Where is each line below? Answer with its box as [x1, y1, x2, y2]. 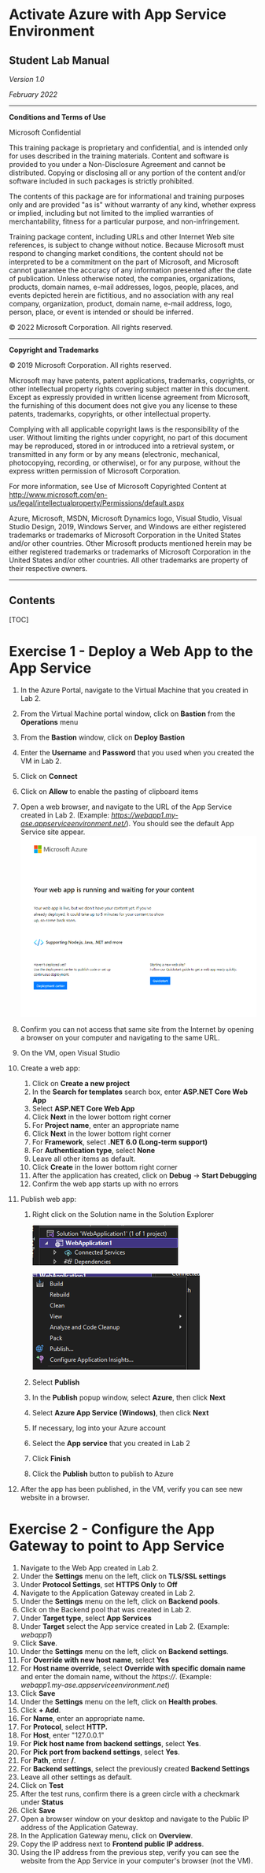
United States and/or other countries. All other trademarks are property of [9, 555, 248, 565]
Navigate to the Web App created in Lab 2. [20, 1563, 159, 1572]
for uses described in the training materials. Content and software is [9, 151, 230, 161]
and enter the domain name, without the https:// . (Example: [20, 1671, 212, 1681]
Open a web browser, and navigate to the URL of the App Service [20, 802, 233, 811]
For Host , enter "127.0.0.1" [20, 1730, 105, 1740]
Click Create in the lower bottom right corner [31, 1162, 178, 1171]
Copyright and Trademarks [9, 345, 99, 354]
